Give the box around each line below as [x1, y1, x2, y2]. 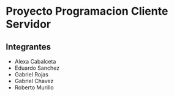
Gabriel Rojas [14, 71, 48, 78]
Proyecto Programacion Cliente [6, 4, 168, 18]
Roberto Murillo [14, 84, 54, 91]
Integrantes [6, 42, 51, 52]
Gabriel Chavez [14, 78, 54, 84]
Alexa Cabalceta [14, 58, 56, 65]
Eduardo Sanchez [14, 64, 59, 72]
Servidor [6, 17, 51, 31]
